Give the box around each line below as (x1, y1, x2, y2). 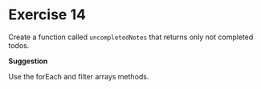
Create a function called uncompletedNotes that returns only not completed (8, 32, 254, 42)
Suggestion (8, 56, 48, 66)
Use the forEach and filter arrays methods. (8, 71, 149, 81)
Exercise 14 (8, 6, 87, 24)
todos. (8, 40, 30, 50)
